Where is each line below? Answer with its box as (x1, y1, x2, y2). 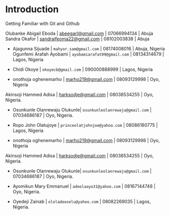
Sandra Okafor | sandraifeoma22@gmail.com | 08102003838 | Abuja (5, 36, 150, 42)
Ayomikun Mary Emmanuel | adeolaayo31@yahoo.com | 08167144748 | (12, 183, 156, 189)
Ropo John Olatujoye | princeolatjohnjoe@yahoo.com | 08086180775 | (12, 122, 158, 128)
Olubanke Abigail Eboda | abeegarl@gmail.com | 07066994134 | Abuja (5, 30, 154, 36)
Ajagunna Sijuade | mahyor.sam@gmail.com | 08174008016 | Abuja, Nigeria (12, 45, 165, 51)
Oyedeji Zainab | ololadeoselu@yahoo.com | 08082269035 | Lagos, (12, 198, 151, 204)
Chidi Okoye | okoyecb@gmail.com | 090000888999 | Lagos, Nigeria (12, 66, 153, 72)
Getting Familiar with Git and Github (5, 20, 80, 26)
